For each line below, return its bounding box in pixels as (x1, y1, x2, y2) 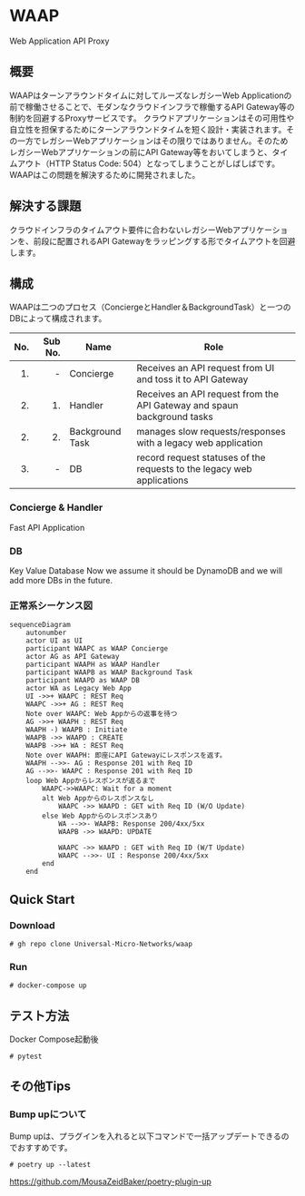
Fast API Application (9, 522, 85, 533)
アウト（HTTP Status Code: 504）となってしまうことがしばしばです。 (16, 158, 280, 169)
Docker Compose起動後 (9, 1034, 99, 1044)
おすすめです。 (16, 1142, 73, 1152)
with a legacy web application (136, 436, 263, 449)
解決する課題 (9, 199, 82, 214)
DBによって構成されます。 (9, 313, 107, 324)
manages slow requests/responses (136, 426, 286, 438)
